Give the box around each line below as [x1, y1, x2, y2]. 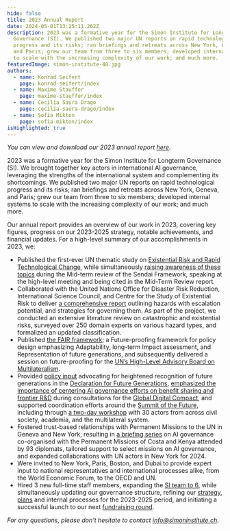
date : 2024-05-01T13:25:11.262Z [7, 23, 99, 29]
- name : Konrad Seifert [13, 73, 81, 81]
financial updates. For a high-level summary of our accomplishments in [7, 235, 207, 244]
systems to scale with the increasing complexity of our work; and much [7, 200, 209, 209]
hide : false [7, 10, 41, 17]
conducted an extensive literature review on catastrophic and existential [16, 314, 220, 322]
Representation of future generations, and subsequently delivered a [16, 350, 209, 359]
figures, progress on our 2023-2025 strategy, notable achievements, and [7, 228, 214, 236]
